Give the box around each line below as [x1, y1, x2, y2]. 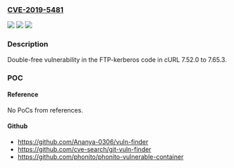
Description [7, 39, 49, 49]
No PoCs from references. [7, 105, 83, 114]
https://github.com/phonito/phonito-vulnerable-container [17, 153, 184, 161]
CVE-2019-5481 [7, 5, 64, 15]
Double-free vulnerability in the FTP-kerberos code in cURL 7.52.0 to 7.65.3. [7, 55, 227, 64]
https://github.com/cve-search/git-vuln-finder [17, 145, 152, 153]
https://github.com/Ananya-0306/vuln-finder [17, 137, 149, 146]
